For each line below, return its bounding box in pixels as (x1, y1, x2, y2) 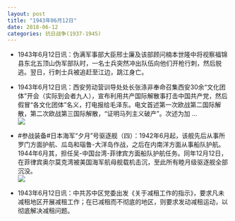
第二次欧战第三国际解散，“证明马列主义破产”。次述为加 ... (30, 109, 198, 118)
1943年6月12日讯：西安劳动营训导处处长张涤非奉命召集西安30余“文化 (17, 83, 220, 92)
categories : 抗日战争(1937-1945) (7, 30, 102, 37)
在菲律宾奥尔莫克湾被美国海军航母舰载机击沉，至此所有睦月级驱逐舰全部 (17, 158, 228, 167)
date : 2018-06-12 (7, 23, 59, 30)
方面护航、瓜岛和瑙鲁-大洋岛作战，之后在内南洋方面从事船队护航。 (30, 141, 225, 149)
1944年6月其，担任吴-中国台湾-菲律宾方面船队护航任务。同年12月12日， (17, 149, 228, 157)
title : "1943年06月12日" (7, 17, 78, 24)
